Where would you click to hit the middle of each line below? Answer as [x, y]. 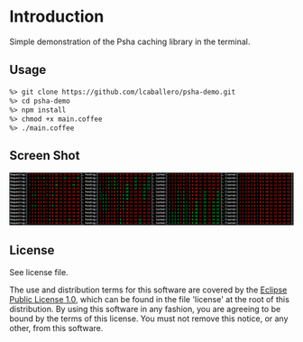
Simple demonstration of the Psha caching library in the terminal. [130, 42]
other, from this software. [56, 328]
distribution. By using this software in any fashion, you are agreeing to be [145, 309]
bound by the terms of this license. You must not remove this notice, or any [149, 319]
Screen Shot [45, 156]
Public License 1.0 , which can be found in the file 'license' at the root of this [150, 299]
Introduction [57, 17]
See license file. [39, 272]
